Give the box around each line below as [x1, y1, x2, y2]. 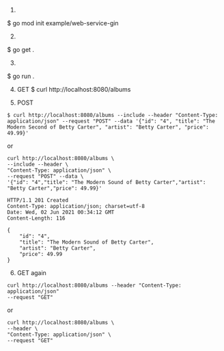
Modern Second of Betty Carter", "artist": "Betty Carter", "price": [7, 124, 210, 131]
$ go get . [7, 46, 35, 53]
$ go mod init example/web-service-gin [7, 19, 119, 27]
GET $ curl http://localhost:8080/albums [16, 86, 131, 93]
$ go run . [7, 72, 35, 80]
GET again [16, 269, 46, 276]
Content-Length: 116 [7, 215, 66, 222]
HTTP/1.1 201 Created [7, 197, 69, 204]
